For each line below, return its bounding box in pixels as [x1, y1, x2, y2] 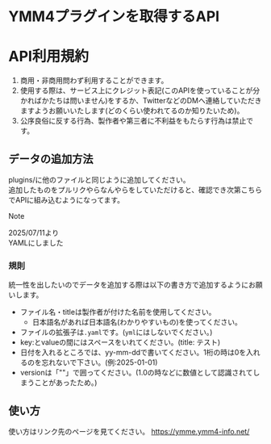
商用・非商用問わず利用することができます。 [19, 76, 169, 86]
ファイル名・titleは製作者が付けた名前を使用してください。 [19, 308, 216, 317]
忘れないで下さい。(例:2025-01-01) [41, 358, 158, 367]
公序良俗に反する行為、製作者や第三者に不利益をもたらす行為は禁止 [19, 116, 247, 126]
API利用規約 [8, 48, 89, 65]
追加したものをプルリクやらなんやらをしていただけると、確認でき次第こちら [8, 185, 263, 195]
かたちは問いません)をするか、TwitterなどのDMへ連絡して [41, 96, 234, 106]
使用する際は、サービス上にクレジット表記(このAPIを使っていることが [19, 86, 253, 95]
